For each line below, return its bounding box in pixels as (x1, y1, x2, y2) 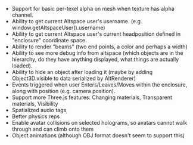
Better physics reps (11, 113, 60, 120)
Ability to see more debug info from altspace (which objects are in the (11, 50, 183, 56)
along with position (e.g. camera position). (11, 88, 116, 94)
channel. (11, 11, 34, 18)
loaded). (11, 62, 33, 69)
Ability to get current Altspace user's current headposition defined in (11, 30, 181, 38)
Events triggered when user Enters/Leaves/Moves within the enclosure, (11, 81, 188, 88)
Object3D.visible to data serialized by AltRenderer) (11, 75, 136, 82)
